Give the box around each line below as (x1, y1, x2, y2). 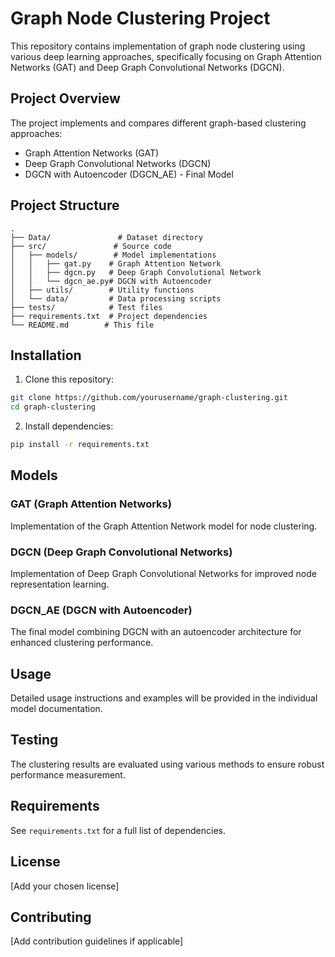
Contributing (10, 908, 92, 926)
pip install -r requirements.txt (10, 440, 150, 450)
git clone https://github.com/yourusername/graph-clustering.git (10, 393, 288, 403)
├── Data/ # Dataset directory (10, 232, 203, 242)
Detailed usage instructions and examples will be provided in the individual (10, 692, 318, 704)
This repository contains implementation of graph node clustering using (10, 40, 306, 52)
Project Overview (10, 90, 121, 107)
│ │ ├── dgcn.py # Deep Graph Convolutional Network (10, 267, 262, 277)
